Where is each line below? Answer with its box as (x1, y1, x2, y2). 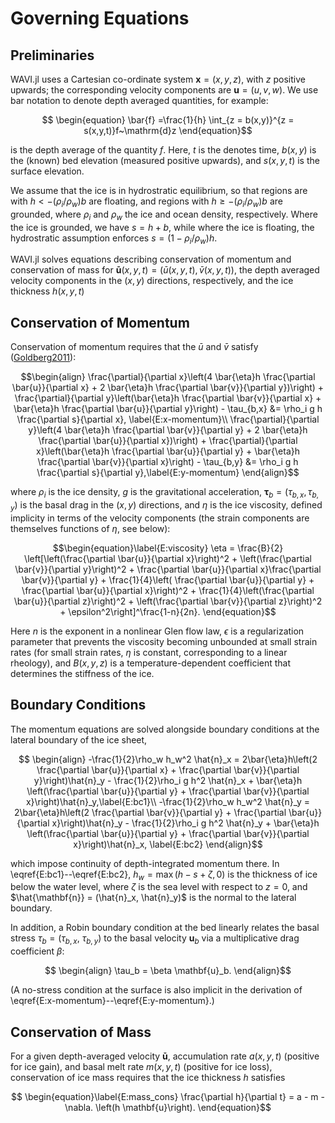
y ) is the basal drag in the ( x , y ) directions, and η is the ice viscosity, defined (10, 499, 323, 513)
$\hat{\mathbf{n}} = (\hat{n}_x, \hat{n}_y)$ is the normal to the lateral (10, 892, 297, 904)
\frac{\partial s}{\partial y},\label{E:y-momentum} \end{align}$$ (36, 467, 300, 479)
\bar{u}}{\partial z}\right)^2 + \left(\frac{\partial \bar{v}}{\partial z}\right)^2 (13, 595, 323, 607)
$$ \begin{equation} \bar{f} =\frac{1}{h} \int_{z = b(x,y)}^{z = (41, 114, 295, 126)
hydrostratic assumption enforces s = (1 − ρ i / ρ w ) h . (10, 232, 218, 246)
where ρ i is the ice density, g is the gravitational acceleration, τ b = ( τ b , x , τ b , (10, 486, 319, 500)
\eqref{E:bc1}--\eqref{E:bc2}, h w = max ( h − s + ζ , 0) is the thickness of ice (10, 868, 318, 882)
